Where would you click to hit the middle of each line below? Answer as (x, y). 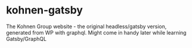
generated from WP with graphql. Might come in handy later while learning (96, 32)
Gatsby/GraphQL (26, 39)
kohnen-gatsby (45, 10)
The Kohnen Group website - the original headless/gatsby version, (86, 26)
